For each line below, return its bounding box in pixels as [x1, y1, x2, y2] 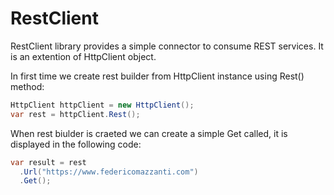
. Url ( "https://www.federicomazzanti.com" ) [19, 167, 199, 177]
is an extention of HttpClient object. [10, 50, 157, 62]
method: [10, 80, 45, 92]
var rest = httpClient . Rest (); [10, 109, 141, 119]
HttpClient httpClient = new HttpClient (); [10, 100, 195, 110]
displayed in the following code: [10, 138, 142, 150]
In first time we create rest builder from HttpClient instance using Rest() [10, 70, 305, 82]
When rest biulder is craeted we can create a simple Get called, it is [10, 127, 288, 139]
